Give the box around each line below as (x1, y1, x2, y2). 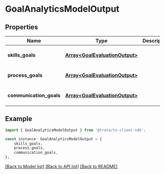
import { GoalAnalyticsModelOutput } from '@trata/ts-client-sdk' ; (5, 128, 146, 132)
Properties (5, 23, 38, 31)
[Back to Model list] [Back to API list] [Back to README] (5, 164, 118, 170)
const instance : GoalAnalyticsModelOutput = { (5, 136, 102, 141)
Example (5, 115, 32, 123)
